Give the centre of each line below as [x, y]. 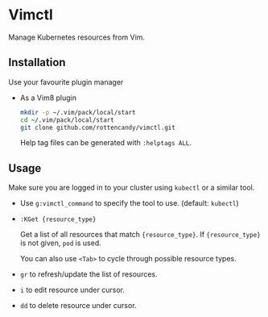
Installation [37, 63]
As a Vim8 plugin [48, 98]
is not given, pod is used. [61, 243]
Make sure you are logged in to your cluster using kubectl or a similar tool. [132, 188]
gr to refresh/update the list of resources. [89, 274]
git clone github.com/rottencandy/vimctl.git [97, 127]
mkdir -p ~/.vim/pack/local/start [78, 112]
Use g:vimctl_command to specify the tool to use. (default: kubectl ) [129, 203]
